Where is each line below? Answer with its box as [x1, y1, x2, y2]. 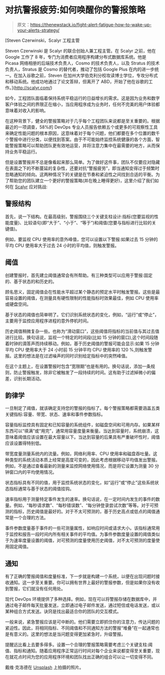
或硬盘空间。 [5, 301, 31, 307]
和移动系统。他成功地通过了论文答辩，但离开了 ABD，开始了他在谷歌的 [5, 78, 149, 84]
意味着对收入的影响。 [5, 107, 48, 113]
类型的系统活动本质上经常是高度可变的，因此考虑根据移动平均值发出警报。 [9, 457, 160, 463]
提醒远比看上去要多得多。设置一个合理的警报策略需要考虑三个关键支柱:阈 [5, 642, 153, 647]
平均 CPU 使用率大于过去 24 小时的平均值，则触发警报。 [5, 242, 119, 248]
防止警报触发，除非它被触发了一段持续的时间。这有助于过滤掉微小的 [13, 369, 151, 375]
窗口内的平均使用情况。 [9, 469, 57, 475]
